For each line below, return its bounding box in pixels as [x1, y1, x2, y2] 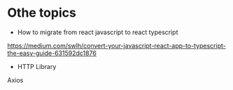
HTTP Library [17, 62, 57, 70]
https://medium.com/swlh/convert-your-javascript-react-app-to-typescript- [7, 41, 226, 50]
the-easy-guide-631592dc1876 [7, 49, 97, 57]
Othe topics [7, 5, 77, 21]
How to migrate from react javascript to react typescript [17, 28, 178, 36]
